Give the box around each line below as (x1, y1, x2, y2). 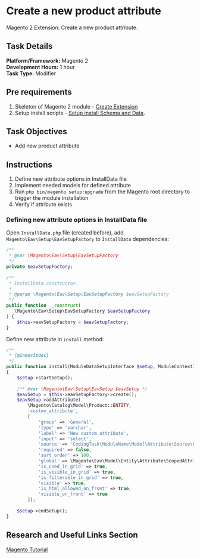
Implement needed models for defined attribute (14, 182, 132, 189)
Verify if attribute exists (14, 201, 73, 208)
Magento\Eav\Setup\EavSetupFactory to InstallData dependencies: (6, 236, 170, 243)
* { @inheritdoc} (8, 353, 49, 359)
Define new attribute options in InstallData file (14, 175, 127, 183)
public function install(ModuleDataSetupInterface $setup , (6, 364, 156, 370)
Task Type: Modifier (6, 70, 57, 77)
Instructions (6, 159, 52, 169)
